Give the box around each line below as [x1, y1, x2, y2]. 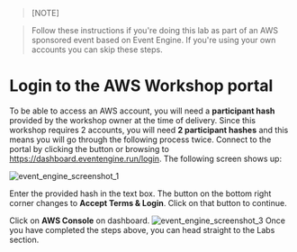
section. [9, 234, 40, 245]
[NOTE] [31, 8, 60, 18]
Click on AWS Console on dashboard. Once [9, 215, 286, 226]
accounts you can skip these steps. [31, 44, 164, 55]
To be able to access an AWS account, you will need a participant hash [9, 105, 275, 116]
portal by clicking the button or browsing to [9, 143, 169, 154]
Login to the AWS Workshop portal [9, 76, 274, 96]
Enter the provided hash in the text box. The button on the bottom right [9, 188, 272, 199]
